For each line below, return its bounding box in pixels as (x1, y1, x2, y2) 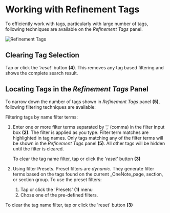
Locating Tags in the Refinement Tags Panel (5, 85, 148, 93)
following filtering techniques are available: (5, 104, 96, 110)
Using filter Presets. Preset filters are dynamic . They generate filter (12, 165, 155, 171)
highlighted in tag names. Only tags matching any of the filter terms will (12, 134, 163, 141)
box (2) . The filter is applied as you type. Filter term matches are (12, 129, 149, 135)
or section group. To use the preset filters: (12, 176, 102, 183)
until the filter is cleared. (12, 145, 64, 152)
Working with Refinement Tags (5, 4, 140, 15)
